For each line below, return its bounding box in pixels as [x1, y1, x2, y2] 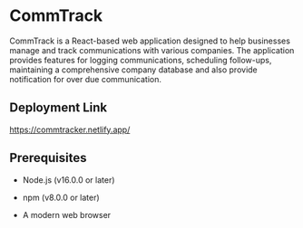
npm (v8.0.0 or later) [22, 192, 100, 203]
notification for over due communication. [9, 73, 161, 84]
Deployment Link [9, 100, 107, 116]
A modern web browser [22, 209, 112, 220]
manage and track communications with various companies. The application [9, 44, 295, 55]
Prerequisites [9, 150, 87, 166]
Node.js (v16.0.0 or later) [22, 174, 115, 185]
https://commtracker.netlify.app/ [9, 124, 131, 135]
